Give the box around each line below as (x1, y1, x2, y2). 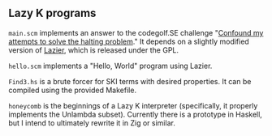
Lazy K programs (8, 6, 97, 20)
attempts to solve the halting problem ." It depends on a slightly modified (8, 36, 249, 46)
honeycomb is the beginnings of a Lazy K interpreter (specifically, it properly (8, 100, 258, 110)
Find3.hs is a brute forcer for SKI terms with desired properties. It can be (8, 76, 252, 86)
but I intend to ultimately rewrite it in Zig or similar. (8, 117, 176, 128)
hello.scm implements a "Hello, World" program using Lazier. (8, 61, 213, 70)
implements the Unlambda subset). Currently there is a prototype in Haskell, (8, 109, 262, 119)
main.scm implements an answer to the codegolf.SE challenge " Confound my (8, 28, 264, 37)
